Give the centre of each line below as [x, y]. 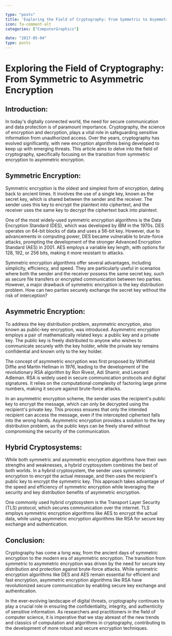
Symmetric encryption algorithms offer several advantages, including [78, 263]
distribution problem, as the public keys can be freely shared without [78, 426]
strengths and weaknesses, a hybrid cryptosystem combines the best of [82, 465]
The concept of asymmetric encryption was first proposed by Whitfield [80, 361]
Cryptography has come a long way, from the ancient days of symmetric [82, 553]
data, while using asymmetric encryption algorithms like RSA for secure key [85, 519]
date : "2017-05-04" [26, 38]
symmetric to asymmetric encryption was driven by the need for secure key [85, 564]
